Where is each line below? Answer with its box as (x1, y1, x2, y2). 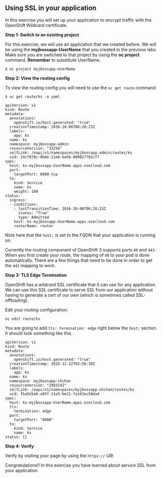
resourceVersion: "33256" (9, 146, 63, 151)
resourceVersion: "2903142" (9, 382, 67, 388)
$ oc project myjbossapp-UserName (5, 66, 76, 71)
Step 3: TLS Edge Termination (5, 272, 67, 278)
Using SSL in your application (5, 4, 97, 12)
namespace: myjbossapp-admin (9, 141, 69, 147)
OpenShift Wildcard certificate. (5, 22, 68, 28)
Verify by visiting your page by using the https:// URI (5, 452, 114, 458)
